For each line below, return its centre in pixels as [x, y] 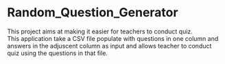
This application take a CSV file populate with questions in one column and [113, 38]
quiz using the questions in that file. [58, 53]
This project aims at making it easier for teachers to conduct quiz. [100, 31]
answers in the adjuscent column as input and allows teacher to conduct [109, 46]
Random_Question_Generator [93, 13]
